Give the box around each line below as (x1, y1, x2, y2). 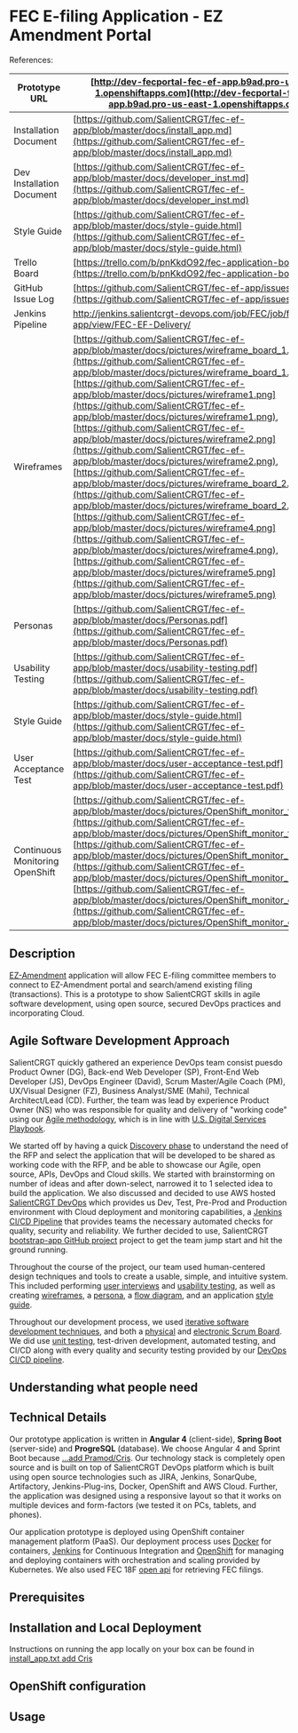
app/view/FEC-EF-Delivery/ (72, 318, 192, 331)
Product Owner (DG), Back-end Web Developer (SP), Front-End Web (9, 1066, 260, 1077)
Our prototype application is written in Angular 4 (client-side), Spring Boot (9, 1434, 282, 1444)
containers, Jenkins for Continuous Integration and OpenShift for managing (9, 1545, 285, 1556)
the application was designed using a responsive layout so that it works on (9, 1490, 282, 1501)
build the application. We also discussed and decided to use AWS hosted (9, 1187, 277, 1198)
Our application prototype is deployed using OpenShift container (9, 1526, 246, 1537)
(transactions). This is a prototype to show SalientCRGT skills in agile (9, 988, 261, 999)
